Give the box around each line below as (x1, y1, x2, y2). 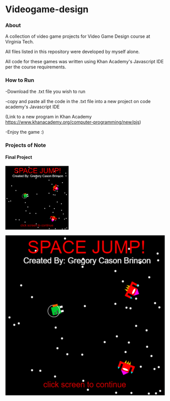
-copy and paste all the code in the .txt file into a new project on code (5, 98, 151, 104)
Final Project (5, 154, 32, 160)
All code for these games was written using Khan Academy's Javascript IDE (5, 59, 164, 65)
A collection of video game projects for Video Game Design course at (5, 33, 151, 39)
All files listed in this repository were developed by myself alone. (5, 48, 140, 55)
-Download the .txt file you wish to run (5, 88, 86, 94)
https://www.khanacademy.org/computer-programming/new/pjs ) (5, 119, 141, 125)
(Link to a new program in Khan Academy (5, 113, 92, 119)
